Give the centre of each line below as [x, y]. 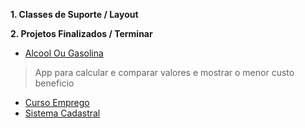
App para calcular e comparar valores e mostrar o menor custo [164, 72]
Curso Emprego [57, 102]
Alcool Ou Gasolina [64, 53]
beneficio [54, 83]
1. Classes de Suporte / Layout [74, 14]
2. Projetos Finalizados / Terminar [81, 33]
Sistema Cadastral [62, 113]
